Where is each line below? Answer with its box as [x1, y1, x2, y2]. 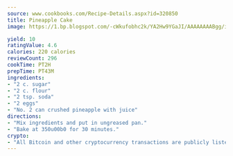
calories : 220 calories [7, 49, 76, 55]
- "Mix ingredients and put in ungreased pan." [7, 119, 148, 126]
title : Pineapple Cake [7, 17, 73, 24]
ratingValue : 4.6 [7, 42, 58, 49]
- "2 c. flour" [7, 87, 51, 94]
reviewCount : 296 [7, 55, 58, 62]
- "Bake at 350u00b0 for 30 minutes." [7, 125, 119, 132]
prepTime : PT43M [7, 67, 54, 75]
